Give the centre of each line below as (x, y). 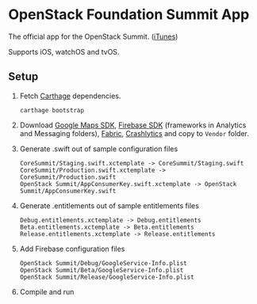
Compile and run (47, 291)
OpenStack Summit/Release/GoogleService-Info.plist (107, 277)
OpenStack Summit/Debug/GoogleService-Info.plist (104, 263)
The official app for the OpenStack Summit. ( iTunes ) (93, 36)
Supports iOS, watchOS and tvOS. (64, 51)
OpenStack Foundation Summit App (129, 15)
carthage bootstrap (52, 110)
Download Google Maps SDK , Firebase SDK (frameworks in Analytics (133, 125)
